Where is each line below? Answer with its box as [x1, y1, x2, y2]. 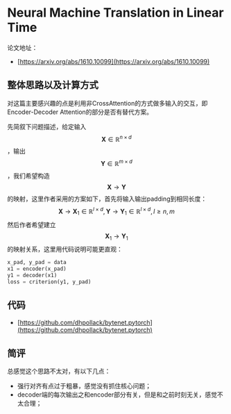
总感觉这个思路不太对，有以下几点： [7, 367, 111, 376]
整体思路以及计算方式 [7, 79, 99, 91]
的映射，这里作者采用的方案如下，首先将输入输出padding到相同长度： [7, 194, 207, 203]
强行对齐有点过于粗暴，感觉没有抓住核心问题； [17, 382, 151, 390]
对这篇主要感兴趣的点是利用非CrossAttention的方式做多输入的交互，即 [7, 99, 208, 107]
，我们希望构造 [7, 172, 50, 180]
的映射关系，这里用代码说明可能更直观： [7, 245, 123, 254]
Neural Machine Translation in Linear [7, 5, 224, 21]
